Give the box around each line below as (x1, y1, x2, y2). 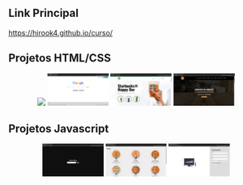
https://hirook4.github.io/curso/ (8, 27, 113, 37)
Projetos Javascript (8, 121, 109, 136)
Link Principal (8, 6, 79, 20)
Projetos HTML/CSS (8, 52, 112, 65)
